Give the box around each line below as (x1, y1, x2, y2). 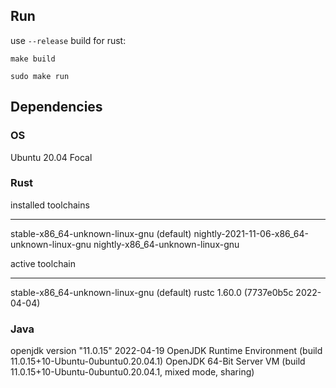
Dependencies (10, 99, 103, 116)
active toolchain (10, 257, 76, 269)
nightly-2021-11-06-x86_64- (193, 227, 310, 239)
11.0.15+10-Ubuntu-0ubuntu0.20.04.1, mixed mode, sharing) (10, 366, 255, 378)
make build (10, 54, 56, 64)
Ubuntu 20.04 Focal (10, 151, 93, 163)
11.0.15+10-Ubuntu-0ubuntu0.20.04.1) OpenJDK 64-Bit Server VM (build (10, 355, 306, 368)
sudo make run (10, 71, 70, 81)
